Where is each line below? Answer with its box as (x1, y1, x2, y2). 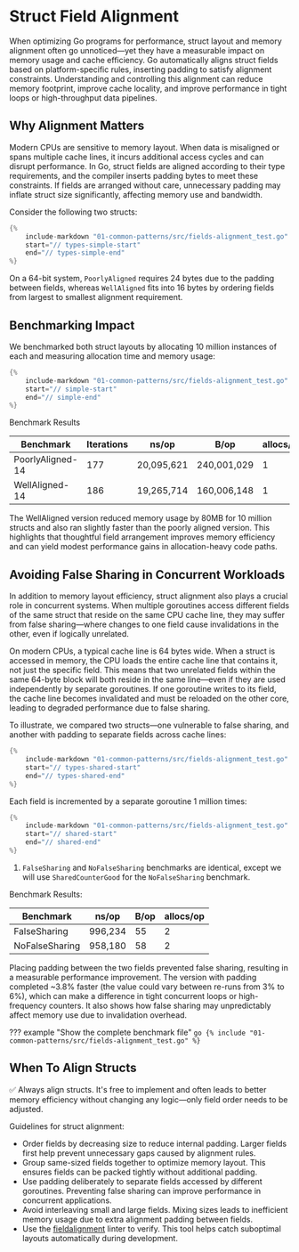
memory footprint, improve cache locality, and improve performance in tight (9, 83, 287, 93)
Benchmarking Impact (9, 318, 135, 333)
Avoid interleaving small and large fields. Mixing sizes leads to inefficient (21, 1204, 288, 1215)
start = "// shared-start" (25, 830, 117, 839)
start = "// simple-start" (25, 385, 117, 394)
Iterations (86, 438, 129, 451)
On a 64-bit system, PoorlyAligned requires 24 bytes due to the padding (9, 273, 275, 284)
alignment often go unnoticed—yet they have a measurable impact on (9, 45, 265, 55)
